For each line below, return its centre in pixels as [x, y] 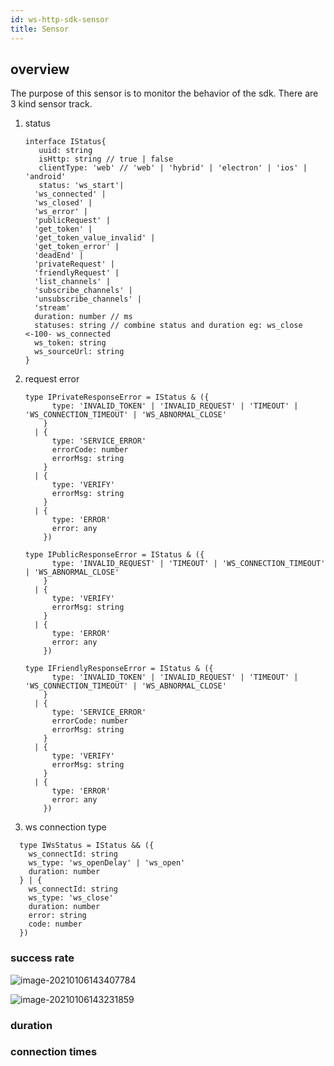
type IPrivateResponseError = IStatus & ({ [117, 397]
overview [40, 69]
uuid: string [65, 151]
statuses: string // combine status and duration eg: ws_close [168, 326]
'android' [45, 177]
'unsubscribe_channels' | [88, 299]
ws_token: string [70, 343]
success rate [42, 958]
